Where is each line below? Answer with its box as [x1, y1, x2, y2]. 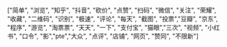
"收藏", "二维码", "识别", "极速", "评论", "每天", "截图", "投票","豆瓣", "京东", [7, 15, 218, 23]
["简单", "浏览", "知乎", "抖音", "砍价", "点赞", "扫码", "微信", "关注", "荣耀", [7, 6, 217, 14]
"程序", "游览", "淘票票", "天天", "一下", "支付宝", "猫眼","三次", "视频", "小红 [7, 23, 221, 31]
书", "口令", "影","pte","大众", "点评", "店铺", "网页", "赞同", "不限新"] [7, 32, 199, 40]
